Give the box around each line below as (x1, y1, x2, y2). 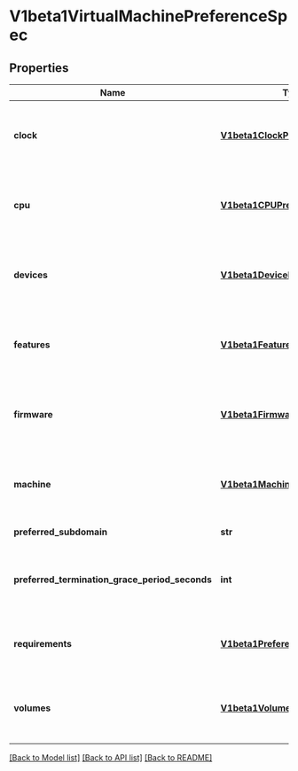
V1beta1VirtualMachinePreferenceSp (9, 6, 288, 27)
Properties (9, 60, 69, 75)
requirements (13, 638, 73, 650)
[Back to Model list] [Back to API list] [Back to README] (9, 752, 213, 763)
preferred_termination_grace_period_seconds (13, 573, 213, 586)
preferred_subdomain (13, 526, 108, 538)
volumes (13, 702, 51, 714)
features (13, 339, 51, 351)
